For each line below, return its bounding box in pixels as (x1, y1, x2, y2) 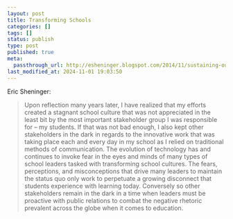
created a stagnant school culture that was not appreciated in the (24, 108, 212, 116)
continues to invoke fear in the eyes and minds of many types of (24, 152, 208, 160)
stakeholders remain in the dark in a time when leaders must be (24, 189, 206, 198)
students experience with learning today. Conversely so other (24, 182, 200, 190)
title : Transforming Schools (7, 17, 92, 24)
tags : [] (7, 29, 33, 37)
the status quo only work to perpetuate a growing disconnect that (24, 174, 212, 182)
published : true (7, 49, 54, 56)
